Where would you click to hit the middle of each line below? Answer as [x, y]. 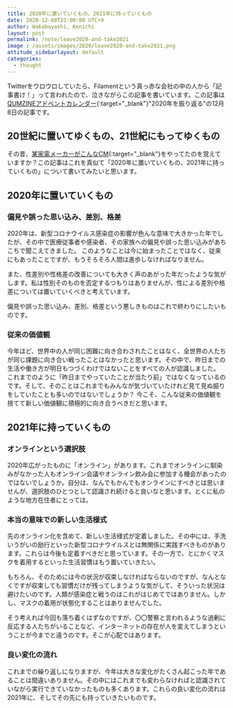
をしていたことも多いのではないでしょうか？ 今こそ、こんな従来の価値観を [115, 395]
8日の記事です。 [30, 112]
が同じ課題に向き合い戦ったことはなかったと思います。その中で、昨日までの [116, 360]
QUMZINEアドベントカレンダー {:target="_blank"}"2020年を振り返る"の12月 [116, 103]
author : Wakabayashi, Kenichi [51, 26]
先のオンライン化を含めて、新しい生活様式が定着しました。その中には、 [111, 536]
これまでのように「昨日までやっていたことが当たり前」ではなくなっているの [116, 377]
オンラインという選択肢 [46, 449]
